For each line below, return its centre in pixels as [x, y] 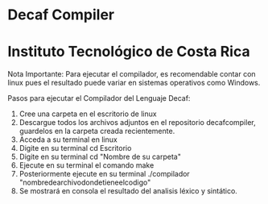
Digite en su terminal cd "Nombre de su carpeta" [100, 157]
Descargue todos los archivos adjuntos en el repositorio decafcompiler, [137, 123]
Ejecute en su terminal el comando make [87, 165]
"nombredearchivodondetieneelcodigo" [85, 182]
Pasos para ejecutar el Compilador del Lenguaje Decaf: [99, 98]
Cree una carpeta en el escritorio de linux [88, 114]
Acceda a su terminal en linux [68, 139]
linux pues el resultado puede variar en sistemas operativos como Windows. [134, 83]
